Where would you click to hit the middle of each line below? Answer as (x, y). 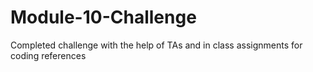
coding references (48, 55)
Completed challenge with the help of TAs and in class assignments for (156, 45)
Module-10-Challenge (103, 17)
